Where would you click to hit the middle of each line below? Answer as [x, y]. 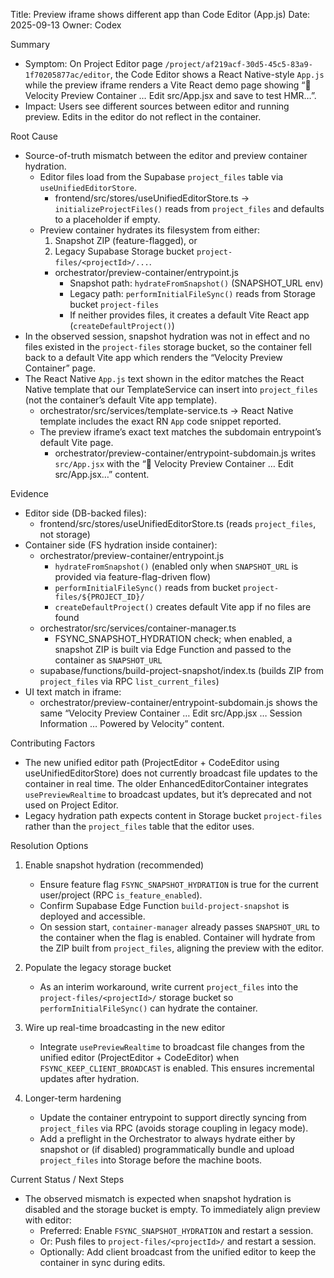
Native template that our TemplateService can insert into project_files [171, 389]
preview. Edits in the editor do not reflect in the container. [143, 117]
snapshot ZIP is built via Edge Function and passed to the [173, 649]
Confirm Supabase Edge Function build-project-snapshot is [164, 905]
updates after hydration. [89, 1078]
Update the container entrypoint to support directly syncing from [173, 1117]
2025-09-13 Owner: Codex [66, 25]
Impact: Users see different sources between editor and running [157, 106]
